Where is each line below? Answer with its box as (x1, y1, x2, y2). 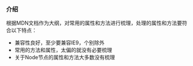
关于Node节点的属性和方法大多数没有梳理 (14, 54, 115, 61)
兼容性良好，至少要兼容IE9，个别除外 (14, 39, 105, 46)
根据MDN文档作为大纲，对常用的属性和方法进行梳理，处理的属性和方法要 (6, 19, 182, 27)
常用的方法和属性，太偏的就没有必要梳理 (14, 47, 112, 54)
